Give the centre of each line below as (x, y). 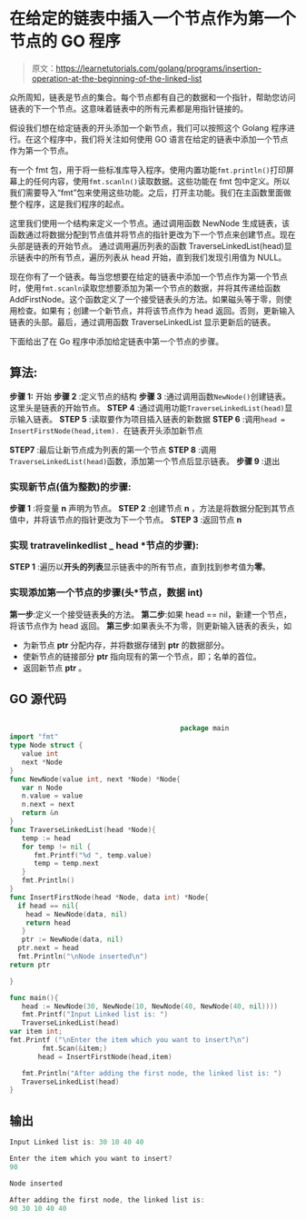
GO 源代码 (38, 699)
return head (48, 923)
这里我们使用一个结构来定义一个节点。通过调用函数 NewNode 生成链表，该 (150, 223)
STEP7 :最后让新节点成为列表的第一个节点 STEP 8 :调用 (113, 450)
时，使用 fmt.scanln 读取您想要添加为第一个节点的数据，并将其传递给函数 (145, 288)
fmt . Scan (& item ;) (74, 1048)
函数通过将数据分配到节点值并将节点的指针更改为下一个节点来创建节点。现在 (153, 234)
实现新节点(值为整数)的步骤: (70, 487)
